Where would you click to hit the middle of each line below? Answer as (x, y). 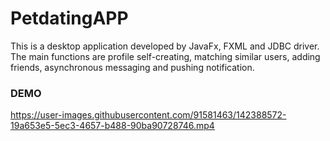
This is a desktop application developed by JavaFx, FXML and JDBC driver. (165, 46)
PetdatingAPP (69, 18)
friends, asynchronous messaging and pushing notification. (132, 67)
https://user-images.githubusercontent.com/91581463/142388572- (148, 115)
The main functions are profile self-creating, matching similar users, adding (165, 56)
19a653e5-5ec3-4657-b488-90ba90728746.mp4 (112, 126)
